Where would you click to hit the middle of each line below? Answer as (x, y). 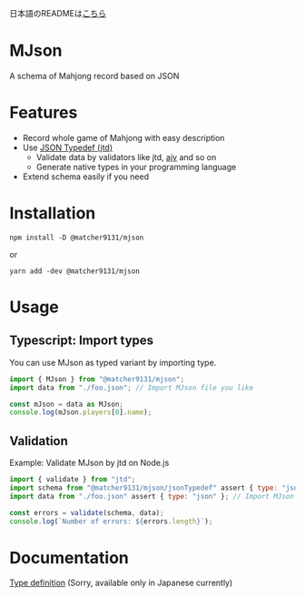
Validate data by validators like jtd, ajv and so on (126, 157)
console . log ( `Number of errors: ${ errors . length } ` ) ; (111, 521)
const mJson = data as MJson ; (67, 404)
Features (44, 113)
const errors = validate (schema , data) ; (87, 512)
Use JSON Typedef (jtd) (68, 147)
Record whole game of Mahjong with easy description (123, 137)
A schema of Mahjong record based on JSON (94, 76)
